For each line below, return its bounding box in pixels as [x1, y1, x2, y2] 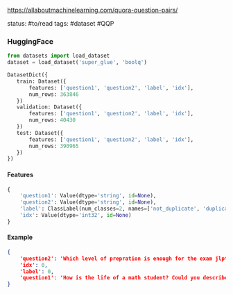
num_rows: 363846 [28, 90, 79, 98]
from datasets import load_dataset [7, 52, 110, 60]
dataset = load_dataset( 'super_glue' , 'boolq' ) [7, 59, 148, 66]
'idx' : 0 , [19, 261, 49, 268]
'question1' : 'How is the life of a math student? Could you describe [19, 275, 228, 281]
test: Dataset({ [16, 129, 64, 136]
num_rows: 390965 [28, 142, 79, 149]
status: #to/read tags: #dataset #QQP [7, 19, 114, 27]
